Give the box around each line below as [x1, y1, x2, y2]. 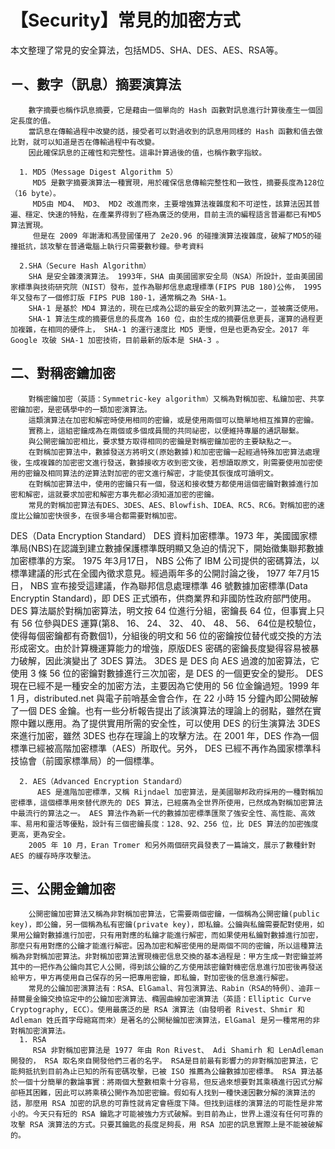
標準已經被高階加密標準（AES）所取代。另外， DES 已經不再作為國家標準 [10, 742, 313, 754]
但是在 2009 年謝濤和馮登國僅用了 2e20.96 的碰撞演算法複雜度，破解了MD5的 [32, 231, 315, 241]
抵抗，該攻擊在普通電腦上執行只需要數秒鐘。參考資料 [17, 241, 205, 251]
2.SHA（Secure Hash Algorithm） [19, 261, 152, 271]
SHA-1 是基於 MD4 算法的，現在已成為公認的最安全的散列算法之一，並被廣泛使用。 [28, 303, 323, 313]
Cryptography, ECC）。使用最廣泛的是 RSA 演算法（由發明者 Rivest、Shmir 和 [10, 1005, 305, 1015]
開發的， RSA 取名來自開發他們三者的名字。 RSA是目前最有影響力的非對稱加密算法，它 [10, 1056, 319, 1066]
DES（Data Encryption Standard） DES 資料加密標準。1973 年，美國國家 [10, 529, 309, 541]
